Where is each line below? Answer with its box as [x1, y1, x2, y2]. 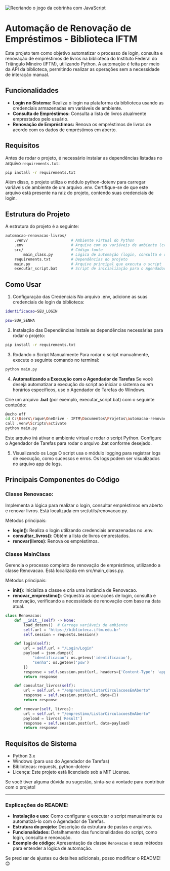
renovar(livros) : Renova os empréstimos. [12, 538, 99, 544]
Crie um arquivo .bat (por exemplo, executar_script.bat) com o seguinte [5, 396, 155, 402]
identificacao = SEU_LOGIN [5, 309, 58, 314]
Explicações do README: [5, 802, 69, 809]
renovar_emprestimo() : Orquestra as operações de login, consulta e [12, 593, 156, 599]
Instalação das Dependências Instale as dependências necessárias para [12, 327, 163, 333]
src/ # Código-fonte [14, 247, 103, 252]
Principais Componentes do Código [5, 475, 120, 484]
